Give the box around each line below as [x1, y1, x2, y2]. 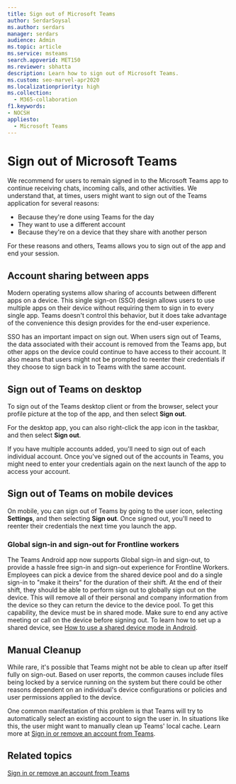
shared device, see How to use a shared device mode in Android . [7, 624, 198, 632]
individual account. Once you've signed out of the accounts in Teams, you [7, 452, 224, 461]
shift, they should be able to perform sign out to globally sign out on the [7, 586, 217, 595]
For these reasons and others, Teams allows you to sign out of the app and [7, 242, 226, 250]
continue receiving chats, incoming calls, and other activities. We [7, 184, 197, 192]
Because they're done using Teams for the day [17, 213, 154, 221]
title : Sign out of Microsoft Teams [7, 10, 116, 18]
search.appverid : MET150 [7, 57, 81, 64]
